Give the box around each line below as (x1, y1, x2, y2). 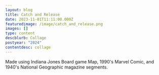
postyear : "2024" (5, 40, 42, 45)
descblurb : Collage (5, 36, 47, 41)
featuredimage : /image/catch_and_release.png (5, 21, 103, 27)
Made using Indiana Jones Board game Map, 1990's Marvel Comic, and (5, 58, 154, 64)
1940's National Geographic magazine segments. (5, 64, 108, 70)
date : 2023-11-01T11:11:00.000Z (5, 17, 73, 22)
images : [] (5, 26, 28, 31)
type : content (5, 31, 35, 36)
